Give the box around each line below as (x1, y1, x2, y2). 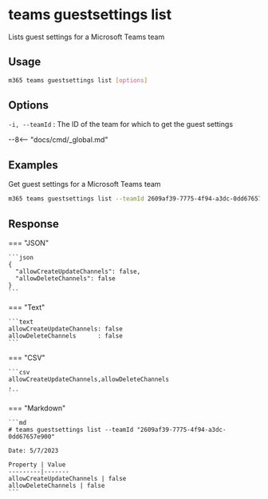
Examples (8, 158, 58, 172)
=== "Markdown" (8, 403, 66, 413)
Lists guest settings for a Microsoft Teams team (8, 32, 165, 42)
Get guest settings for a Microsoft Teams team (8, 180, 161, 189)
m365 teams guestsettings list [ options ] (8, 76, 148, 85)
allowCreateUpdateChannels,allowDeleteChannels (8, 375, 170, 383)
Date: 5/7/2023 (8, 446, 59, 454)
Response (8, 217, 60, 231)
